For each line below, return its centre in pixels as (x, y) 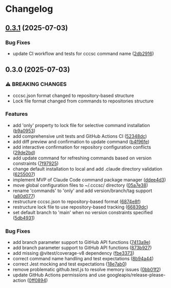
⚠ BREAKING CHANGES (36, 84)
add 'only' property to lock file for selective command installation (81, 125)
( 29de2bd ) (24, 152)
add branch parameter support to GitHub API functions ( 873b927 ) (82, 248)
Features (17, 114)
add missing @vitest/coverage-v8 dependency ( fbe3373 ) (73, 253)
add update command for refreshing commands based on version (82, 158)
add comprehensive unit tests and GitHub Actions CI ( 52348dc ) (80, 136)
